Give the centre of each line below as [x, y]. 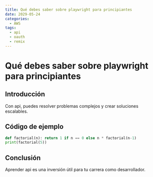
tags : [11, 28]
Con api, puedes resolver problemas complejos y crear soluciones [72, 106]
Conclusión [23, 158]
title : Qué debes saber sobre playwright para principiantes [69, 10]
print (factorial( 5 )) [26, 143]
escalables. [17, 111]
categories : [17, 19]
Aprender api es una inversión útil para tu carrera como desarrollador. [75, 170]
